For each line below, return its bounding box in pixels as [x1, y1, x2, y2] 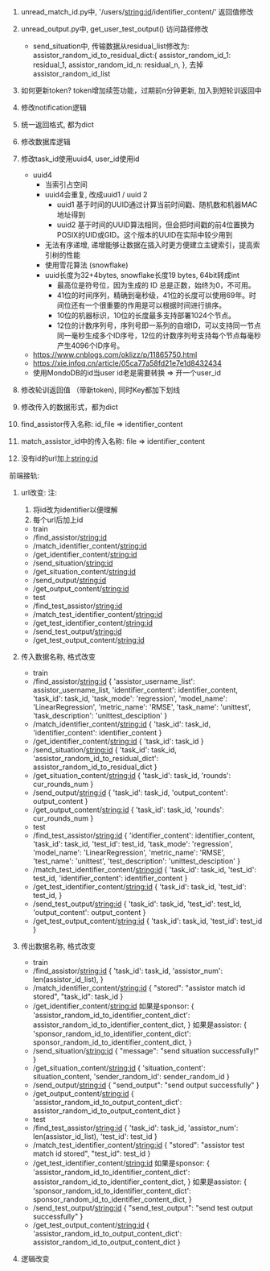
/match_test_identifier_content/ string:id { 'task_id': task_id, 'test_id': [32, 865, 256, 874]
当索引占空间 [44, 180, 88, 189]
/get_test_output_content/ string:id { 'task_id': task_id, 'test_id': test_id [32, 917, 263, 925]
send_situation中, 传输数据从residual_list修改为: [32, 41, 190, 51]
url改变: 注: [20, 488, 57, 497]
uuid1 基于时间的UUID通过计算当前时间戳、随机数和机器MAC [56, 200, 258, 209]
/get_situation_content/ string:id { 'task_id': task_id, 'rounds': [32, 771, 231, 780]
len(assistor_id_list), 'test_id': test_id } [32, 1132, 157, 1141]
